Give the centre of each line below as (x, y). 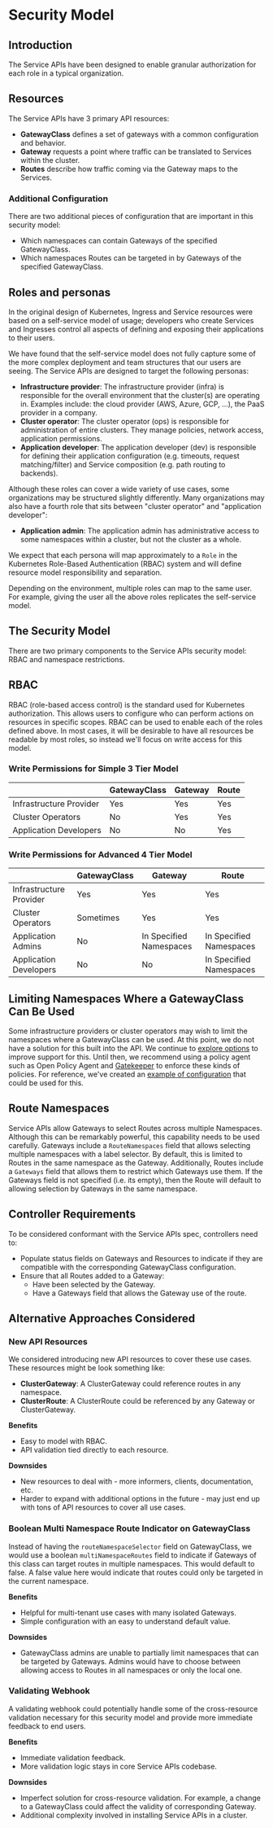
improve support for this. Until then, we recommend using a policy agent (130, 1057)
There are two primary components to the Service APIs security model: (128, 651)
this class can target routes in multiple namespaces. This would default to (132, 1563)
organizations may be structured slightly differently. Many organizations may (136, 498)
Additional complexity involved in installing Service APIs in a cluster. (134, 1815)
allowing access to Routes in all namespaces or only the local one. (131, 1670)
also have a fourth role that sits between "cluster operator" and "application (135, 506)
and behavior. (43, 142)
